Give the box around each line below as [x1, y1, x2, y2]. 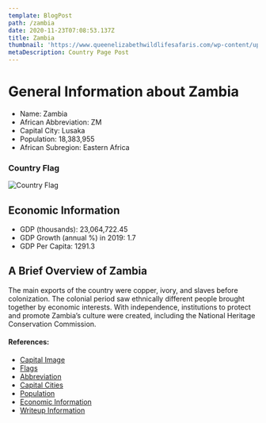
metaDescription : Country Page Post [8, 48, 129, 56]
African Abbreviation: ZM [19, 117, 102, 127]
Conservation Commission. [8, 319, 97, 329]
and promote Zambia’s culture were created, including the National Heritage [8, 310, 256, 320]
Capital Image [19, 355, 66, 365]
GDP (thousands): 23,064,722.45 [19, 225, 128, 234]
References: [8, 337, 50, 347]
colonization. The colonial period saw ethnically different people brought [8, 294, 245, 303]
